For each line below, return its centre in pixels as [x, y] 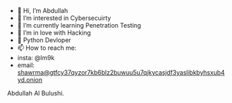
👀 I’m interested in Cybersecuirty [64, 18]
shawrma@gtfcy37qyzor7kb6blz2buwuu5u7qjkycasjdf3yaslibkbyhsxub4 [121, 72]
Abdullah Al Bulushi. [36, 93]
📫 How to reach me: [47, 48]
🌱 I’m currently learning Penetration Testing [79, 25]
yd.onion [30, 80]
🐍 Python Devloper [44, 40]
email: [26, 65]
